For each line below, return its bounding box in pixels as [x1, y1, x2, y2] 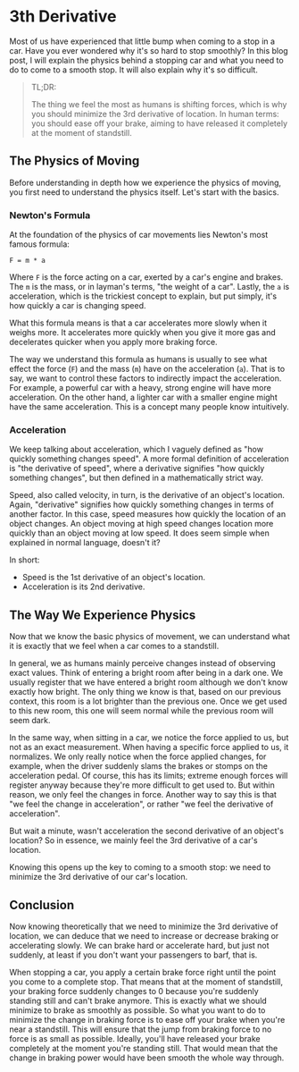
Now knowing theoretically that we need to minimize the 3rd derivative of [9, 921, 278, 932]
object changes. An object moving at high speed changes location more [9, 519, 274, 529]
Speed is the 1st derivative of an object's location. [21, 572, 205, 583]
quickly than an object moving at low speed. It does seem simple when [9, 528, 270, 538]
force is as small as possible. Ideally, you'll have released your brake [9, 1033, 261, 1043]
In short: [9, 554, 40, 565]
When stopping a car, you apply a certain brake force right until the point [9, 966, 277, 977]
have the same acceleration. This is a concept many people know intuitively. [9, 401, 290, 412]
